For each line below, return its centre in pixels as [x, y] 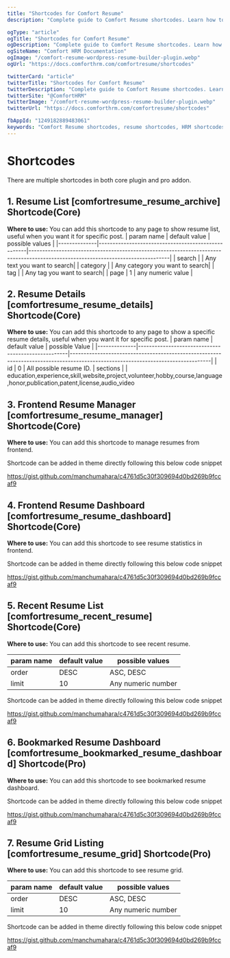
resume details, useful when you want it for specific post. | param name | [110, 339]
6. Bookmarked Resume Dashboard [84, 742]
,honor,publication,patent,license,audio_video [71, 383]
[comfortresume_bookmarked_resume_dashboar [115, 753]
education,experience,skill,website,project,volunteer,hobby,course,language [115, 376]
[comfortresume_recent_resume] [80, 617]
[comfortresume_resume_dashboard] [89, 516]
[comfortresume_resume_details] [80, 305]
